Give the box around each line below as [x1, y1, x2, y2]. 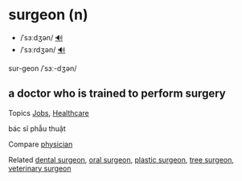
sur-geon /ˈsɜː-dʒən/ [8, 63, 77, 73]
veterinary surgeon [8, 163, 72, 173]
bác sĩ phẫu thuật [8, 123, 66, 134]
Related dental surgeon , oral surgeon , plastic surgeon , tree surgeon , [8, 154, 235, 164]
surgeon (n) [8, 6, 88, 24]
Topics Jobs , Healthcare [8, 108, 90, 117]
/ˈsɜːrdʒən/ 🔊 [19, 44, 66, 54]
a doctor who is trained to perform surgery [8, 87, 227, 101]
